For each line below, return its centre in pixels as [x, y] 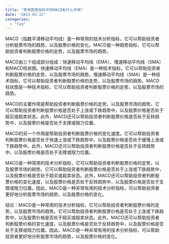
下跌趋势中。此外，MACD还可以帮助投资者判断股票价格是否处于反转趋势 [80, 146]
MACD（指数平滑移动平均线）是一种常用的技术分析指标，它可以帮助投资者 [82, 39]
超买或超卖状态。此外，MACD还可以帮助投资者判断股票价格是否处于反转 [80, 116]
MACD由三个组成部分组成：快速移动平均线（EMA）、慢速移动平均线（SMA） [84, 62]
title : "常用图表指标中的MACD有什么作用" [44, 10]
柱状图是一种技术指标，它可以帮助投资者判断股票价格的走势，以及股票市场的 [84, 87]
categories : [18, 19]
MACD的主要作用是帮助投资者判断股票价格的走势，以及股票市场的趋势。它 [82, 104]
